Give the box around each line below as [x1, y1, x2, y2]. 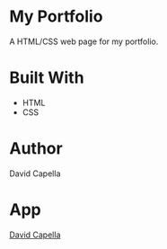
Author [9, 138, 63, 159]
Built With [9, 67, 84, 88]
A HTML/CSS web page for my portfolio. [9, 36, 159, 47]
